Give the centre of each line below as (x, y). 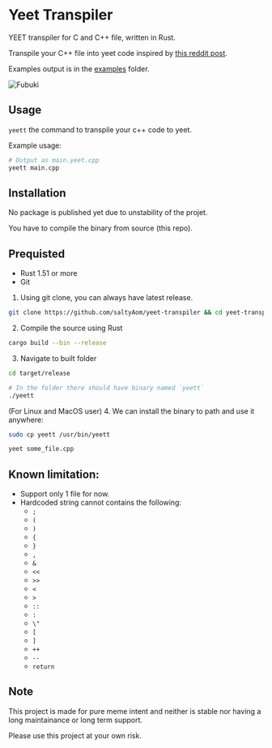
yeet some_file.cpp (41, 449)
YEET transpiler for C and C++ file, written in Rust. (92, 37)
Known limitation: (54, 474)
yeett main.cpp (34, 168)
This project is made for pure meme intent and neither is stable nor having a (135, 711)
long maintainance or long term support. (76, 720)
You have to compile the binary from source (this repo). (100, 228)
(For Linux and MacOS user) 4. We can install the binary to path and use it (132, 411)
